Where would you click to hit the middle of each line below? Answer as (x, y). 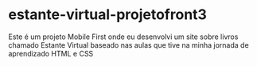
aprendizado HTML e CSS (51, 53)
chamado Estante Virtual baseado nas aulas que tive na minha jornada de (128, 45)
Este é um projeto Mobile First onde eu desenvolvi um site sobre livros (123, 37)
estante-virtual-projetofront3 (107, 15)
